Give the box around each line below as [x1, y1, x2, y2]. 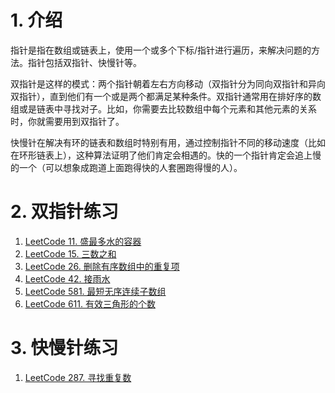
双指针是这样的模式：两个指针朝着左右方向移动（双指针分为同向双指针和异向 [10, 77, 326, 90]
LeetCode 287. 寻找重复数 [24, 371, 132, 383]
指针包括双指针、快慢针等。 [27, 56, 142, 68]
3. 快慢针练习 [10, 337, 119, 360]
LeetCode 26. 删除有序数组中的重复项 [24, 260, 180, 272]
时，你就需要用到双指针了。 [10, 115, 125, 127]
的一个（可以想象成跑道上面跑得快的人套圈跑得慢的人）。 [10, 161, 243, 173]
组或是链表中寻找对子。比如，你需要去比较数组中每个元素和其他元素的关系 [10, 102, 317, 115]
